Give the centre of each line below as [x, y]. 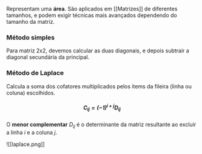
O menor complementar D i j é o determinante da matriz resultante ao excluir [101, 125]
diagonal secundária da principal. [48, 57]
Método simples [31, 37]
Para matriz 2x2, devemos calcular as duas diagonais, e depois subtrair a [98, 51]
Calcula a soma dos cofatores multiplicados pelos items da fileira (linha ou [99, 86]
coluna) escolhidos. [31, 93]
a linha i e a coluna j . [32, 132]
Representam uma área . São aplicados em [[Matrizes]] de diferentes [92, 9]
